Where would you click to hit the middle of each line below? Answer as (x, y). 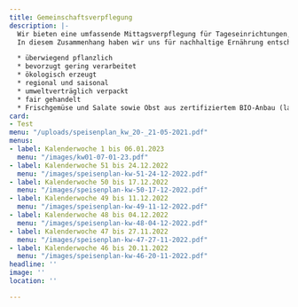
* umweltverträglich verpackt (73, 91)
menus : (21, 141)
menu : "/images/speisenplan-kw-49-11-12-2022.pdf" (113, 207)
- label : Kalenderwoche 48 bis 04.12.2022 (89, 215)
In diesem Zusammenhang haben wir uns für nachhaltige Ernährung (141, 42)
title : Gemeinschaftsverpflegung (71, 17)
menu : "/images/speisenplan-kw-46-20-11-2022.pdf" (113, 256)
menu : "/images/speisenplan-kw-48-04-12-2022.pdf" (113, 223)
